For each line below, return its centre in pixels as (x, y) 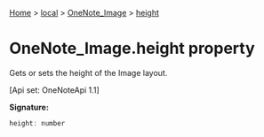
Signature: (29, 107)
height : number (37, 123)
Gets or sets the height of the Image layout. (88, 72)
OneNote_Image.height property (132, 49)
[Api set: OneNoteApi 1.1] (54, 90)
